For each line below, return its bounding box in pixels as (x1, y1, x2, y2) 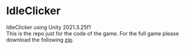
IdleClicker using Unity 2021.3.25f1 (6, 24, 91, 31)
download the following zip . (6, 36, 74, 43)
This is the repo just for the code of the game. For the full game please (6, 30, 180, 37)
